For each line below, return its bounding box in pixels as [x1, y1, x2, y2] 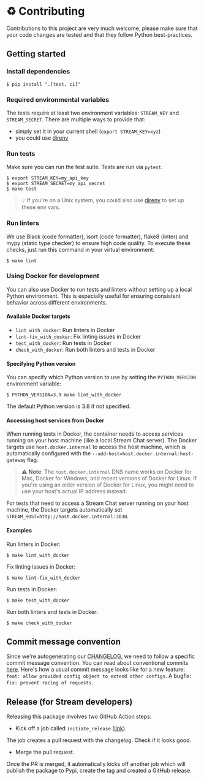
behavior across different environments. [6, 298, 107, 306]
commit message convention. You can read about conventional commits [6, 659, 189, 667]
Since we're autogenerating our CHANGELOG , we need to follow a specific [6, 653, 195, 660]
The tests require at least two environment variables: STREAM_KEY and [6, 109, 179, 116]
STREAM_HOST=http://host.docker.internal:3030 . [6, 513, 129, 520]
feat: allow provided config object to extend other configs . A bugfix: [6, 672, 192, 680]
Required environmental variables [6, 95, 109, 104]
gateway [6, 458, 26, 464]
